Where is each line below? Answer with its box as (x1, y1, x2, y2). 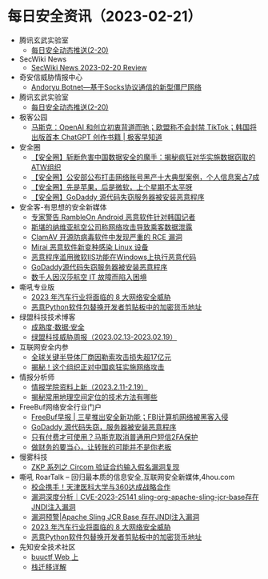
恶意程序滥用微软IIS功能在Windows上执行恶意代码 (30, 252, 197, 262)
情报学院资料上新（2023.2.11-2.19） (30, 381, 149, 392)
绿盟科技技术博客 (18, 312, 76, 321)
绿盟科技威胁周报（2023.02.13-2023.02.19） (30, 332, 178, 341)
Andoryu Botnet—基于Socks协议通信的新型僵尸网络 (30, 82, 202, 92)
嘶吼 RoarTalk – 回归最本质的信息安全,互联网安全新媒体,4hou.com (18, 472, 235, 481)
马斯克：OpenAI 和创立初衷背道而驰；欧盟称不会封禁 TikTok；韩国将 (30, 122, 257, 132)
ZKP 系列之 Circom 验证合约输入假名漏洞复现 (30, 461, 180, 472)
